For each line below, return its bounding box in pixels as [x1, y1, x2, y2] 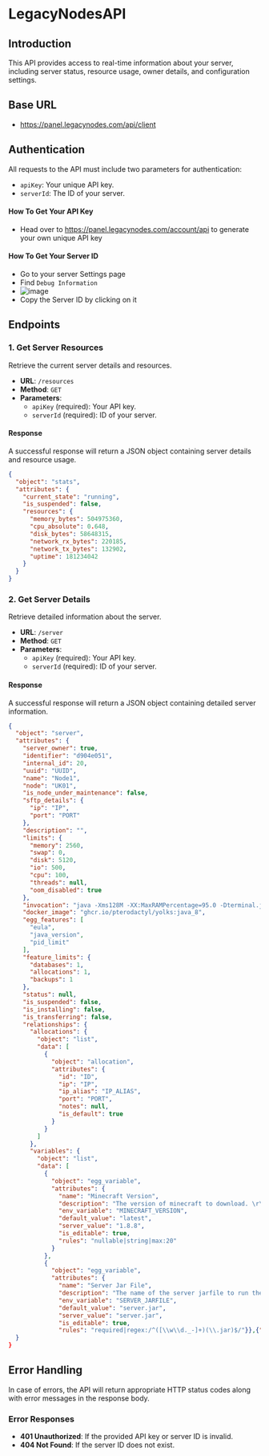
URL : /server [19, 628, 64, 637]
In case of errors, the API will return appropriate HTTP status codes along [8, 1385, 251, 1394]
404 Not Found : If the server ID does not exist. [19, 1440, 175, 1450]
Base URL [8, 98, 58, 112]
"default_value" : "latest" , [58, 1214, 152, 1222]
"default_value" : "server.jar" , [58, 1303, 167, 1312]
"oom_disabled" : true [29, 886, 102, 894]
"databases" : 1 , [29, 961, 84, 969]
